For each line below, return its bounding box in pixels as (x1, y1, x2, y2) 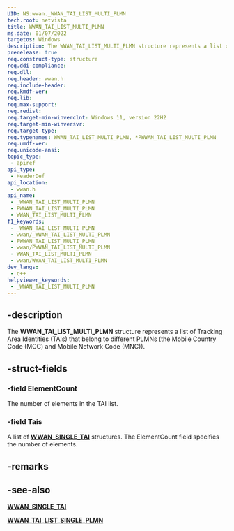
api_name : (7, 192, 36, 199)
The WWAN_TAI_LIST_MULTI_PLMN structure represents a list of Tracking (7, 328, 223, 336)
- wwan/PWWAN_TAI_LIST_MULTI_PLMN (10, 244, 111, 252)
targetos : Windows (7, 36, 61, 43)
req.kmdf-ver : (7, 88, 49, 95)
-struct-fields (7, 363, 68, 374)
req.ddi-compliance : (7, 62, 68, 69)
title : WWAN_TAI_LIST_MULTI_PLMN (7, 23, 104, 30)
